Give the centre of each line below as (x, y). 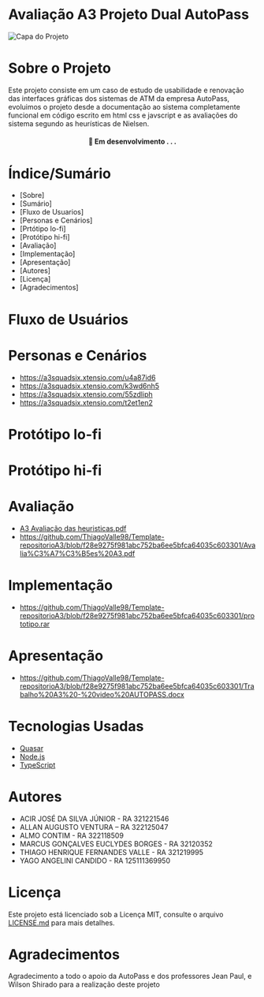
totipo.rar (35, 624)
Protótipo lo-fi (55, 434)
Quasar (32, 748)
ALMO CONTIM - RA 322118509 (72, 835)
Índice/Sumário (60, 173)
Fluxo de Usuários (68, 319)
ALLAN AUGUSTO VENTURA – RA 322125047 (94, 827)
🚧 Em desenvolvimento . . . (132, 142)
